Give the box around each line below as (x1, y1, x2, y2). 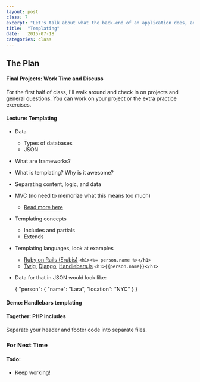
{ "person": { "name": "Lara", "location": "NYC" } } (14, 285, 138, 293)
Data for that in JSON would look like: (14, 274, 107, 281)
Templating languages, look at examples (14, 244, 114, 251)
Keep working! (14, 369, 51, 376)
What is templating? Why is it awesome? (14, 169, 114, 176)
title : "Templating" (6, 25, 60, 32)
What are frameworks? (14, 157, 71, 164)
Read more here (23, 203, 64, 210)
